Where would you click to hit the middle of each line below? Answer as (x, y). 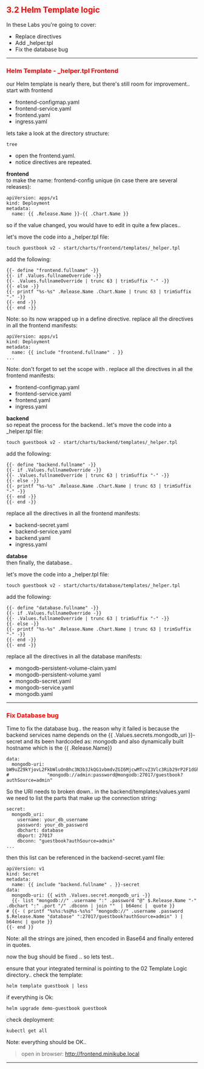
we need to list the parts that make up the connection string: (82, 798)
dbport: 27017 (35, 836)
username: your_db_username (53, 820)
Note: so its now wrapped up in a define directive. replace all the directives (100, 319)
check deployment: (30, 1020)
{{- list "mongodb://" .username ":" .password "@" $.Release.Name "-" (104, 901)
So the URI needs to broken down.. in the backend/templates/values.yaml (98, 791)
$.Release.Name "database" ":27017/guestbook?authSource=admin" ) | (95, 917)
